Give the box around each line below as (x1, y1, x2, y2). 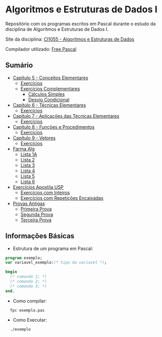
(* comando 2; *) (10, 279, 47, 284)
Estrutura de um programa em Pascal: (12, 245, 94, 252)
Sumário (5, 61, 33, 70)
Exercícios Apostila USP (12, 184, 64, 190)
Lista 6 (20, 179, 35, 185)
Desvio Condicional (28, 96, 69, 102)
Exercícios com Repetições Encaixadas (20, 194, 104, 201)
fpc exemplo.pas (10, 308, 45, 313)
